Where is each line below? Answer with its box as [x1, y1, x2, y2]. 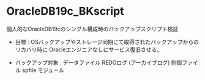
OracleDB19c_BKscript [6, 4, 124, 18]
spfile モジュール [22, 66, 64, 74]
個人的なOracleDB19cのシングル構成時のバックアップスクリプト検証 [6, 25, 179, 32]
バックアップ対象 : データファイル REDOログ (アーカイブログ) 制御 [15, 59, 182, 66]
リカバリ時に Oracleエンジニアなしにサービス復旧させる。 [15, 46, 163, 53]
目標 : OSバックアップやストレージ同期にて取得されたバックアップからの [15, 38, 199, 45]
